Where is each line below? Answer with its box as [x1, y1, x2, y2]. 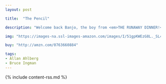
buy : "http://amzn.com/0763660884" [5, 43, 79, 48]
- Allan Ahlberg [5, 56, 39, 61]
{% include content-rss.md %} [5, 74, 68, 80]
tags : [5, 52, 16, 56]
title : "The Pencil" [5, 16, 50, 21]
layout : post [5, 7, 32, 12]
